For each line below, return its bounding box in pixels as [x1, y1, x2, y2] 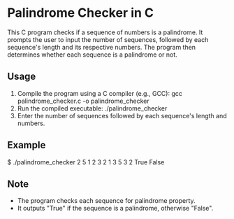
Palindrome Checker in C [7, 5, 154, 21]
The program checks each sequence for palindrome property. [17, 197, 196, 205]
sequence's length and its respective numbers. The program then [7, 43, 196, 51]
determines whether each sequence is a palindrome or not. [7, 50, 178, 59]
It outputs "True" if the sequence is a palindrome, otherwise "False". [17, 204, 214, 213]
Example [7, 139, 46, 151]
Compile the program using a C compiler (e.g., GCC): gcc [17, 89, 183, 97]
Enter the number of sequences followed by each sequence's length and [17, 111, 227, 120]
